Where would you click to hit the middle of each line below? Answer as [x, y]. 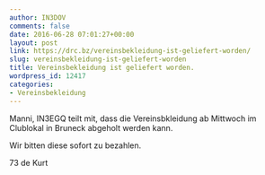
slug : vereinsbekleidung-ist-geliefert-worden [98, 59]
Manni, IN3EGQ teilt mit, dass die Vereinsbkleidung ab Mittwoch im [133, 118]
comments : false [40, 26]
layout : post [34, 43]
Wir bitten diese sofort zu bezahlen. [75, 145]
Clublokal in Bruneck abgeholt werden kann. [91, 127]
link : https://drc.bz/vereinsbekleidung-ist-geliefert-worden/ [130, 51]
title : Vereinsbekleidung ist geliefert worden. [102, 68]
